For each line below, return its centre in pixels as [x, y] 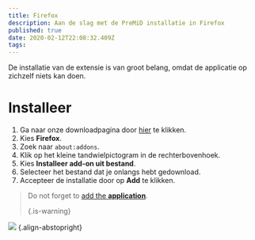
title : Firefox [33, 15]
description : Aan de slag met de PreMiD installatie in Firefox [116, 23]
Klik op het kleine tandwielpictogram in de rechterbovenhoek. [120, 155]
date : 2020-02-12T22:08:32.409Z [61, 38]
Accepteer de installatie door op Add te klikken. [97, 181]
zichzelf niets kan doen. [47, 76]
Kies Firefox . [40, 139]
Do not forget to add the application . [88, 196]
